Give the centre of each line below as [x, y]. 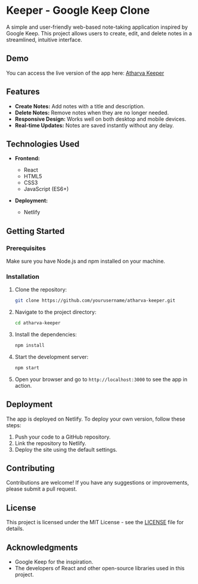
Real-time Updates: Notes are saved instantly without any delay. [94, 125]
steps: [14, 425]
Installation [23, 276]
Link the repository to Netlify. [50, 443]
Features [23, 92]
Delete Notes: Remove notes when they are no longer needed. [92, 112]
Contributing [30, 468]
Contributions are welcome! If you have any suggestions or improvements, [98, 483]
